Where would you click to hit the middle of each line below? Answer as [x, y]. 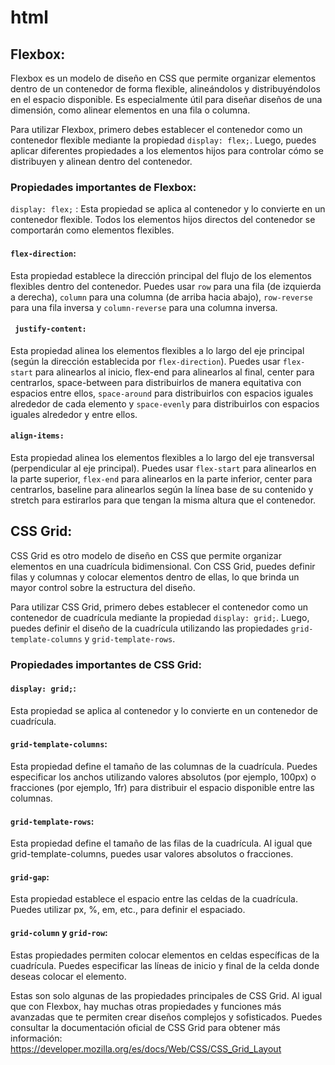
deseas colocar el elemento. [68, 976]
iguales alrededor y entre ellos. [74, 414]
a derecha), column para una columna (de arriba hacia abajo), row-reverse [161, 297]
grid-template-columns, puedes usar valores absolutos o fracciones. [152, 854]
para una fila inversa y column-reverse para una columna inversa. [144, 307]
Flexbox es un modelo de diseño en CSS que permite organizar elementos [163, 78]
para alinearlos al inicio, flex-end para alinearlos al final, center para [174, 372]
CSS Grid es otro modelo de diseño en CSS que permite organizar [146, 555]
